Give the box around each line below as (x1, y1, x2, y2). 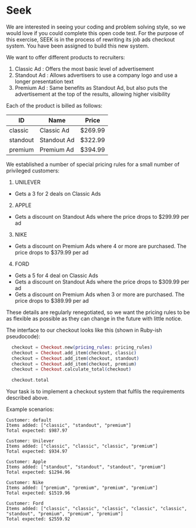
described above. (6, 394, 49, 401)
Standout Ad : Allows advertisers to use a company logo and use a (14, 71, 178, 78)
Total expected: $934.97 (6, 448, 68, 455)
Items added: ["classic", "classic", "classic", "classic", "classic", (6, 506, 187, 512)
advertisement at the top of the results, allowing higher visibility (14, 90, 170, 98)
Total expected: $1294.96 (6, 469, 70, 476)
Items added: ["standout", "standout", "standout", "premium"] (6, 464, 166, 470)
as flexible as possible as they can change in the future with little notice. (6, 315, 183, 322)
